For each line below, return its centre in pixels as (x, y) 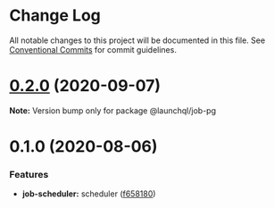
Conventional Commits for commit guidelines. (93, 49)
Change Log (55, 16)
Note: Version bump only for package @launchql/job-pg (113, 110)
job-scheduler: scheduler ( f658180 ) (89, 194)
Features (29, 174)
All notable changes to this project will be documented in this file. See (137, 40)
